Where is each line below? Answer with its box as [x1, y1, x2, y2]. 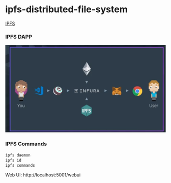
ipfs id [5, 158, 22, 163]
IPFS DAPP [5, 33, 32, 40]
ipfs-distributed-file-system [5, 4, 128, 15]
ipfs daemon [5, 152, 31, 158]
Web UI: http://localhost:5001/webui [5, 172, 81, 178]
